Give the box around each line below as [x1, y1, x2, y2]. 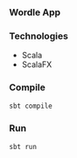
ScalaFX [21, 59, 52, 70]
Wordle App [9, 6, 61, 19]
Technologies [9, 29, 68, 41]
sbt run [9, 142, 38, 151]
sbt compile [9, 102, 52, 110]
